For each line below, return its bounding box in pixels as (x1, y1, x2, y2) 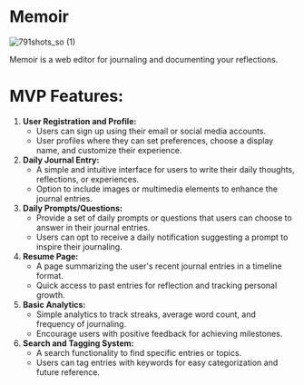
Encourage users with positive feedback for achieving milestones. (35, 328, 283, 339)
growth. (35, 289, 65, 301)
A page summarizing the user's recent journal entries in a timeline (35, 261, 283, 271)
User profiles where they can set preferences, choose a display (35, 134, 274, 146)
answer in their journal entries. (35, 222, 151, 232)
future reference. (35, 366, 100, 378)
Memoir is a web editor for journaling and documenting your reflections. (9, 54, 279, 64)
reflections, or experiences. (35, 173, 140, 184)
